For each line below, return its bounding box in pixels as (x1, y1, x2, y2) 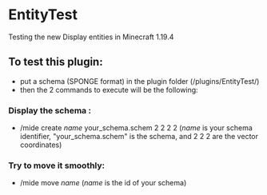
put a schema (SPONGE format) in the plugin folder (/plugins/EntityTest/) (19, 76, 260, 86)
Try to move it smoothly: (8, 160, 106, 171)
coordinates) (19, 140, 62, 149)
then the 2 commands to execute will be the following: (19, 85, 198, 94)
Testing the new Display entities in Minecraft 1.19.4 (8, 32, 174, 42)
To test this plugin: (8, 55, 103, 69)
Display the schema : (8, 105, 92, 116)
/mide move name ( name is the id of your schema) (19, 178, 187, 188)
